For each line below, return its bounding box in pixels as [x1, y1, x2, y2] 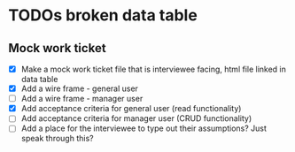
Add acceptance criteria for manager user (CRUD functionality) [20, 113, 252, 124]
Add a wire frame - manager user [20, 94, 144, 104]
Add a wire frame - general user [20, 83, 139, 94]
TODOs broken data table [8, 5, 198, 26]
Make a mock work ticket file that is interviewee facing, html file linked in [20, 64, 287, 74]
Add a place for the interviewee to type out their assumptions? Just [20, 123, 268, 133]
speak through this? [20, 133, 94, 144]
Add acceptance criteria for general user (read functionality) [20, 103, 242, 114]
